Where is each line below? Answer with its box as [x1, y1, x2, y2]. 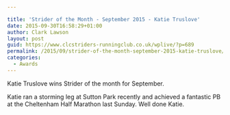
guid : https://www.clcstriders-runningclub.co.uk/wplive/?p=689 [7, 42, 194, 49]
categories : [7, 54, 41, 62]
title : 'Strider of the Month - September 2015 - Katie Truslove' [7, 16, 201, 23]
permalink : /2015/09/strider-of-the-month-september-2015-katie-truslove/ [7, 48, 225, 55]
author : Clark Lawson [7, 29, 69, 36]
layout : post [7, 35, 44, 42]
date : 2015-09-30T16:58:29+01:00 [7, 22, 103, 29]
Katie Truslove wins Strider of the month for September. [7, 79, 164, 88]
